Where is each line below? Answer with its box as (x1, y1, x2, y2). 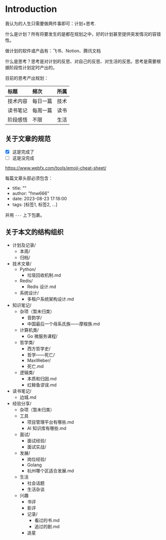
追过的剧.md (34, 523, 60, 529)
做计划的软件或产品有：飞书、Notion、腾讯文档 (5, 48, 101, 54)
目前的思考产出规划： (5, 75, 48, 81)
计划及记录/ (12, 242, 36, 248)
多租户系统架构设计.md (27, 296, 74, 302)
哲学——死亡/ (27, 352, 55, 358)
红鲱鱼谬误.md (27, 382, 57, 388)
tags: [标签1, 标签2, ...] (12, 201, 58, 207)
